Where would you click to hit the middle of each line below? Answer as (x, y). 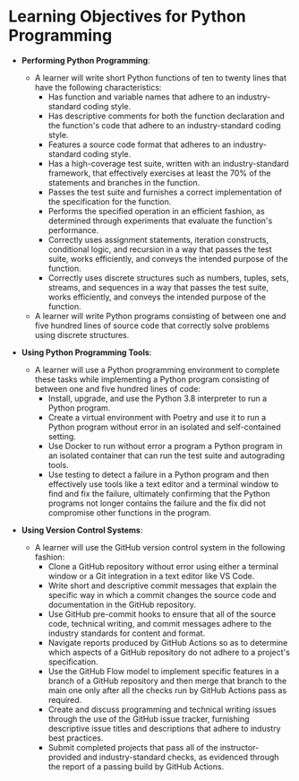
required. (65, 699)
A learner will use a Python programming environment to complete (157, 369)
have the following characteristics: (98, 87)
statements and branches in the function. (124, 182)
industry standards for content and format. (127, 633)
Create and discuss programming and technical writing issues (162, 709)
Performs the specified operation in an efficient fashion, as (156, 211)
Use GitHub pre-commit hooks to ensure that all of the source (162, 614)
